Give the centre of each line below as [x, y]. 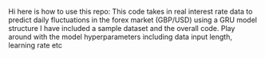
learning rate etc [35, 45]
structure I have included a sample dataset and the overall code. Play [122, 28]
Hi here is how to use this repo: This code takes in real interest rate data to [131, 12]
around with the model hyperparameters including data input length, [121, 37]
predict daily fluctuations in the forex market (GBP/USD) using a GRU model [133, 20]
